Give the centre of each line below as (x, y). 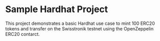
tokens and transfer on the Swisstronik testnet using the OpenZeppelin (79, 28)
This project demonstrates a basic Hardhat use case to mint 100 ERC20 (80, 23)
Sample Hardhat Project (57, 9)
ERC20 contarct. (22, 34)
